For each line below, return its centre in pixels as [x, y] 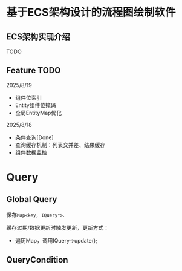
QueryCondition [37, 260]
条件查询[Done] [34, 137]
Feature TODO [34, 70]
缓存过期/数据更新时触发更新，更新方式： [58, 227]
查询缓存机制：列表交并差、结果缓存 [60, 145]
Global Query [32, 199]
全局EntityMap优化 [38, 113]
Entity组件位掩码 [35, 105]
